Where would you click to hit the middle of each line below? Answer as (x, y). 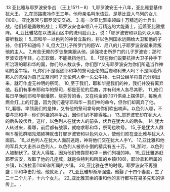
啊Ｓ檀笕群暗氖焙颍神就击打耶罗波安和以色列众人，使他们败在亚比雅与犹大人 (85, 134)
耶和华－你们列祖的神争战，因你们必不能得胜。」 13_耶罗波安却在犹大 (86, 115)
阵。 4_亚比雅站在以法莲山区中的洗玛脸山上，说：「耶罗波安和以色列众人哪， (85, 33)
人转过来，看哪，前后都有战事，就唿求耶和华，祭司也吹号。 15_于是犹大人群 (84, 127)
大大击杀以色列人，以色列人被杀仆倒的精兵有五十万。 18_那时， (84, 146)
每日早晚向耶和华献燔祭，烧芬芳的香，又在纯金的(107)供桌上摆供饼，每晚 (81, 96)
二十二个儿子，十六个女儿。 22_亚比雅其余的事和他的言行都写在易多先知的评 (85, 178)
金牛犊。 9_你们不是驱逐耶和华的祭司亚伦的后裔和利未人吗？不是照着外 (88, 70)
